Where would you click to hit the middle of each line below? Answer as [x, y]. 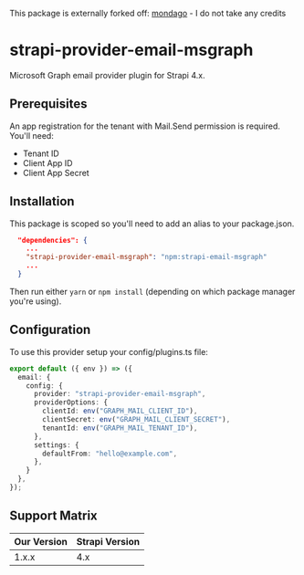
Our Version [41, 541]
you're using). [36, 301]
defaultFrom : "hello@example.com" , [110, 454]
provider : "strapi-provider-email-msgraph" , [120, 394]
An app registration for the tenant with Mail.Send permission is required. [145, 126]
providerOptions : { [70, 402]
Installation [42, 201]
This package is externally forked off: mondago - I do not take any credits [148, 13]
